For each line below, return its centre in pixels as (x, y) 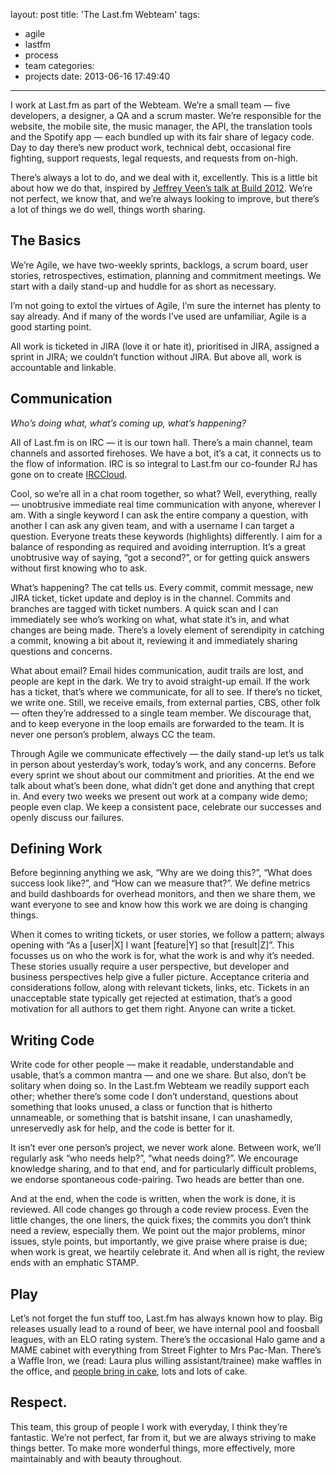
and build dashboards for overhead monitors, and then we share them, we (163, 894)
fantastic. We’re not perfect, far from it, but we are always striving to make (163, 1437)
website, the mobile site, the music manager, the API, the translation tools (161, 126)
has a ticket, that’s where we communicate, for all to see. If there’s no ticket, (166, 691)
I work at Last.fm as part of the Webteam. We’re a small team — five (150, 105)
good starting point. (51, 326)
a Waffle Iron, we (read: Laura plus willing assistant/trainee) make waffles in (166, 1361)
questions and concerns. (61, 651)
